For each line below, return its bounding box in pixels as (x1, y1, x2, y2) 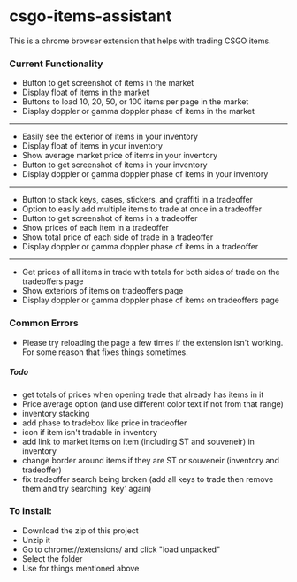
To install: (9, 505, 53, 517)
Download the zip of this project (21, 525, 139, 536)
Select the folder (21, 553, 83, 563)
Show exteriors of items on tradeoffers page (21, 286, 184, 296)
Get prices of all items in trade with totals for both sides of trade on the (21, 267, 280, 278)
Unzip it (21, 534, 51, 545)
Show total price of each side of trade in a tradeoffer (21, 232, 214, 242)
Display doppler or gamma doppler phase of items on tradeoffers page (21, 295, 280, 306)
